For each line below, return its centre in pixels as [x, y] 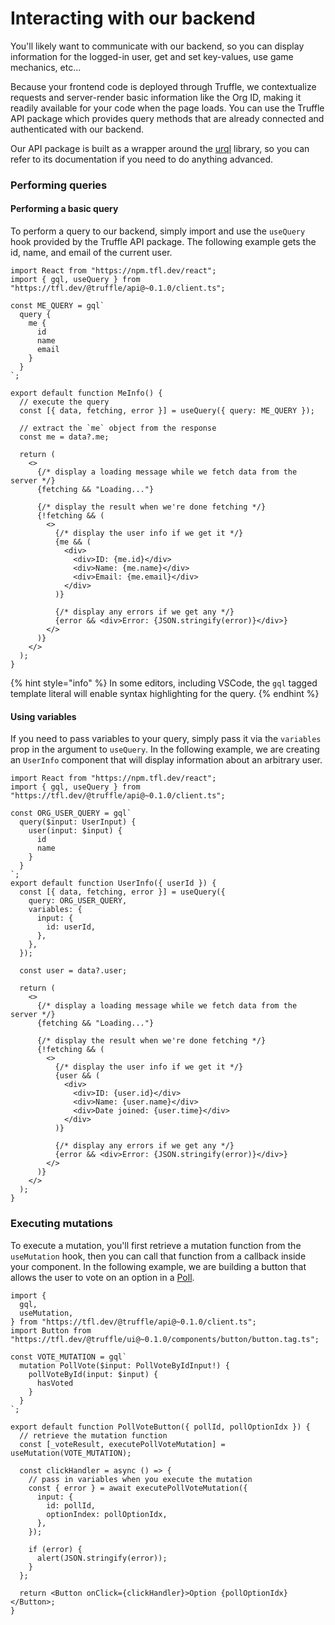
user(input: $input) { [75, 831]
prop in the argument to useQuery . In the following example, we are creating [165, 749]
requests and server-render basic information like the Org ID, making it [156, 97]
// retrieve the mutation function [93, 1435]
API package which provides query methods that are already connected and [167, 118]
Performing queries [59, 185]
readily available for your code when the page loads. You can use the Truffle [167, 108]
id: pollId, [71, 1505]
